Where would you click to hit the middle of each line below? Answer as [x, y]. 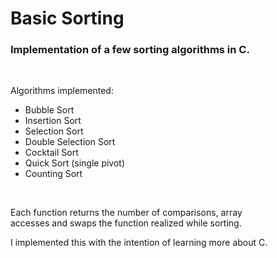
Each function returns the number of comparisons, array [126, 213]
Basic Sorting [67, 18]
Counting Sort [53, 174]
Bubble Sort [49, 110]
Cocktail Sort [51, 153]
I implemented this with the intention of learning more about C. [139, 243]
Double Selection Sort [70, 142]
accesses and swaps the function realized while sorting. [126, 223]
